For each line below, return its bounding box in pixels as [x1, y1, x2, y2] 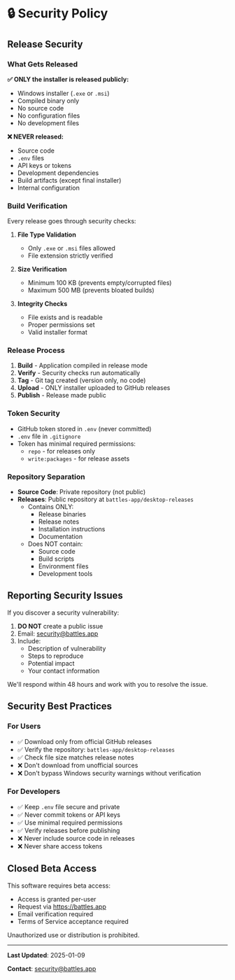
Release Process [7, 346, 65, 356]
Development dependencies [17, 169, 99, 177]
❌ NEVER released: [7, 132, 64, 141]
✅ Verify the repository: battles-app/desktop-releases [17, 745, 175, 753]
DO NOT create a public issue [17, 622, 104, 630]
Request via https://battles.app [17, 902, 106, 911]
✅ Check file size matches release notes [17, 753, 134, 762]
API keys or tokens [17, 161, 72, 169]
